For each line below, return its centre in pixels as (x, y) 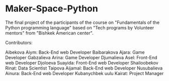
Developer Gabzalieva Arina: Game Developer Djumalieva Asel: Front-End (81, 57)
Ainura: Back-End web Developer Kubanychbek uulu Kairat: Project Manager (84, 73)
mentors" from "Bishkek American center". (50, 33)
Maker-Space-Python (52, 9)
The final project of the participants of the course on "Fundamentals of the (82, 22)
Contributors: (19, 42)
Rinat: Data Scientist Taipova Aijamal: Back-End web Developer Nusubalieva (84, 68)
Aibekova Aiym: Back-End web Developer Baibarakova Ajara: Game (75, 52)
